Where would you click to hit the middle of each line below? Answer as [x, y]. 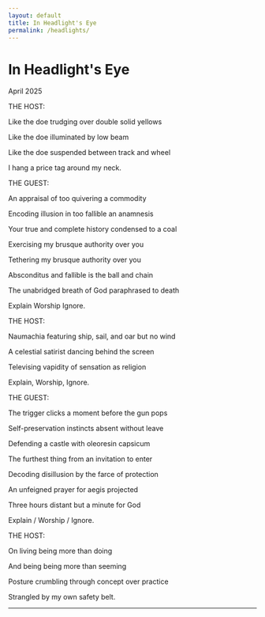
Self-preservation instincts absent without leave [86, 429]
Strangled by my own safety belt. [62, 597]
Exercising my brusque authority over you [76, 244]
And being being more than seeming [67, 566]
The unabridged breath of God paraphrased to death [94, 290]
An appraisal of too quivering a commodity [78, 199]
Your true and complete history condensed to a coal [93, 229]
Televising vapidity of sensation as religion [77, 367]
